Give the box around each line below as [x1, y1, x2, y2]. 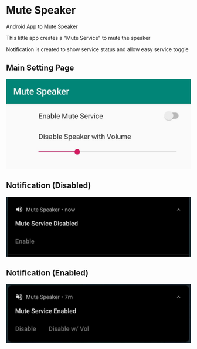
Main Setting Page [6, 63, 74, 73]
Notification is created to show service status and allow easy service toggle [6, 45, 189, 53]
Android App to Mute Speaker [6, 23, 78, 30]
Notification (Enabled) [6, 268, 89, 278]
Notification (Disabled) [6, 181, 91, 191]
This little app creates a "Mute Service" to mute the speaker [6, 34, 151, 41]
